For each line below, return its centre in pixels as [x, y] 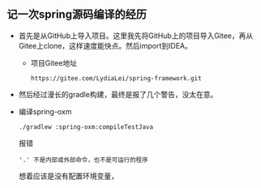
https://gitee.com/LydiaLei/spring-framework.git [116, 78]
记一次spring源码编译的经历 [77, 15]
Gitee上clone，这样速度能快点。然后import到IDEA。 [105, 45]
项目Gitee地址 [54, 62]
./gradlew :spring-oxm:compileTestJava [86, 127]
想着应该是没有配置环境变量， [68, 176]
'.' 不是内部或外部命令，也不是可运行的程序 [83, 160]
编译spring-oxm [45, 111]
